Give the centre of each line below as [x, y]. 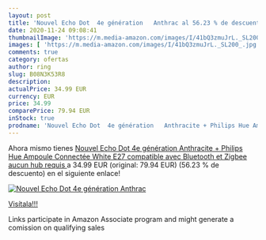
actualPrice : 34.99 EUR [47, 89]
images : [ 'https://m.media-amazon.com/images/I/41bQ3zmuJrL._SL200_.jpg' [134, 45]
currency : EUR [32, 96]
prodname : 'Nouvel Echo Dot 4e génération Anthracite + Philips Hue [129, 126]
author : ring [30, 67]
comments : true [33, 52]
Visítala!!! [23, 204]
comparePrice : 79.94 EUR [49, 111]
